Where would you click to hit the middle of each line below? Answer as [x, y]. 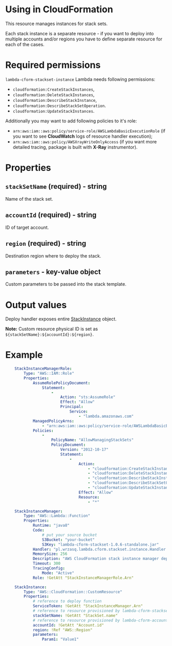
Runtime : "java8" [51, 526]
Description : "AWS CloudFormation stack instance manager [96, 559]
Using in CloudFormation [59, 9]
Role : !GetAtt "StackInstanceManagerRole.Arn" [83, 578]
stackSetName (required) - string [56, 187]
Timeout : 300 [46, 564]
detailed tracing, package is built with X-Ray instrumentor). [75, 147]
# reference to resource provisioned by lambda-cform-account [100, 620]
